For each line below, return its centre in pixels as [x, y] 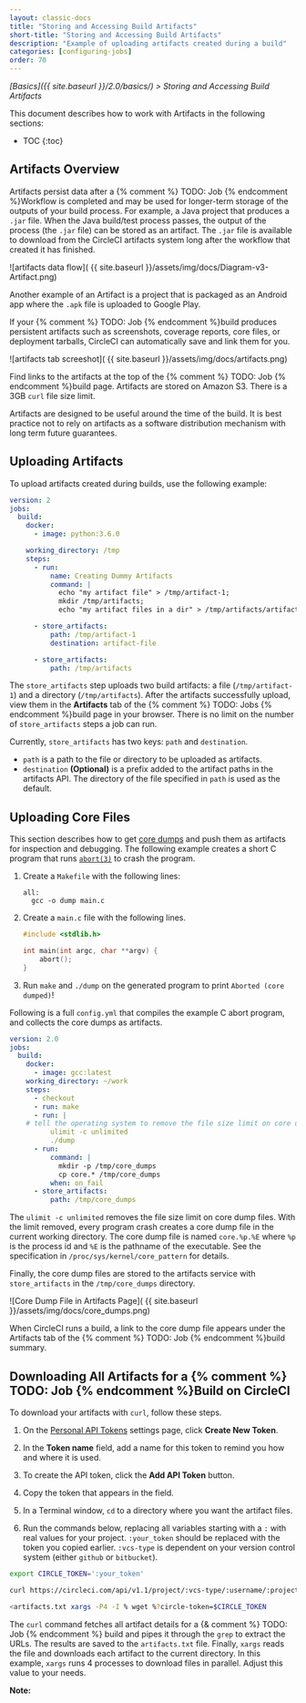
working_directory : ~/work [77, 1082]
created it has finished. [52, 249]
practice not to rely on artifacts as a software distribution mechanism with [148, 423]
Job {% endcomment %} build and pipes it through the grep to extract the [148, 1634]
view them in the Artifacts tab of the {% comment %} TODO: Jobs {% [141, 705]
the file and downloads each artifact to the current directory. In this [135, 1653]
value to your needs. [48, 1672]
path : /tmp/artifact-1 [93, 634]
